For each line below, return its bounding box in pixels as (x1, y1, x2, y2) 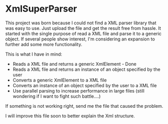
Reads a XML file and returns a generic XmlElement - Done (12, 61, 136, 67)
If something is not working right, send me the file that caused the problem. (5, 103, 163, 109)
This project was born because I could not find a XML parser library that (5, 20, 157, 26)
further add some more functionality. (5, 41, 82, 47)
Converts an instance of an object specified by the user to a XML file (12, 82, 157, 89)
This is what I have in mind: (5, 51, 63, 57)
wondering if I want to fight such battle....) (12, 93, 101, 99)
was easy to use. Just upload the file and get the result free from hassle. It (5, 25, 161, 31)
